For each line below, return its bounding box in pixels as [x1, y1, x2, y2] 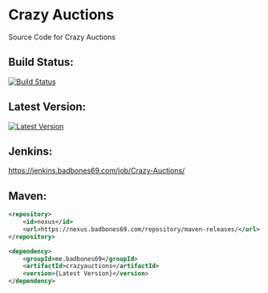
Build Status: [8, 55, 74, 69]
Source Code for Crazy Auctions [8, 32, 116, 42]
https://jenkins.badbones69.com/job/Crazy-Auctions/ [8, 166, 185, 176]
